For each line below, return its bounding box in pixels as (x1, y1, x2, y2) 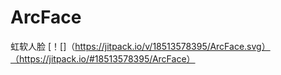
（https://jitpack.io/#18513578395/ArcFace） (10, 52, 196, 65)
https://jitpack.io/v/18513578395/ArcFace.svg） (74, 40, 271, 52)
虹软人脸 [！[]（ (10, 40, 76, 52)
